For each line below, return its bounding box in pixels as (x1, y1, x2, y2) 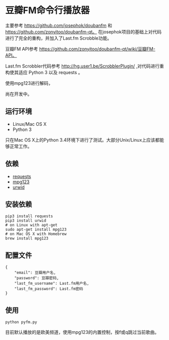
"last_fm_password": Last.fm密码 (14, 286, 83, 292)
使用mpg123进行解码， (5, 80, 53, 86)
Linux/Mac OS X (12, 121, 47, 127)
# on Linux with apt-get (5, 223, 58, 228)
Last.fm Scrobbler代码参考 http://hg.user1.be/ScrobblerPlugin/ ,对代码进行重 (5, 63, 164, 69)
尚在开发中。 (5, 91, 32, 97)
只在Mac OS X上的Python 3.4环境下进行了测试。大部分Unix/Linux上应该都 (5, 137, 160, 143)
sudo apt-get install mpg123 (5, 227, 67, 232)
